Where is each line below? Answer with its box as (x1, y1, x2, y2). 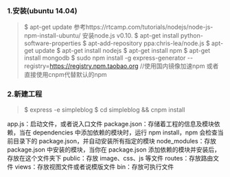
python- (181, 32, 204, 40)
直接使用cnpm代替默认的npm (23, 71, 108, 79)
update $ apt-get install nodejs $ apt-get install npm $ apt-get (35, 47, 211, 55)
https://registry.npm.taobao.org (49, 62, 139, 70)
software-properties (23, 39, 81, 47)
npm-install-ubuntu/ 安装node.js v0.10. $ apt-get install (23, 32, 180, 40)
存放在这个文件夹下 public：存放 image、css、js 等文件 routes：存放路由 (7, 154, 214, 162)
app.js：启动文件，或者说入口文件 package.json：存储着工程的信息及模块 (7, 119, 215, 128)
